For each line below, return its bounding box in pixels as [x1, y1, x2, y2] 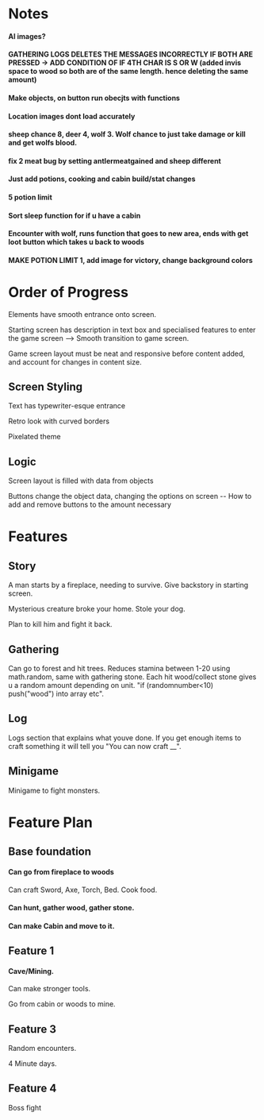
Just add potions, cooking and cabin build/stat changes [8, 174, 196, 183]
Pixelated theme [8, 432, 61, 442]
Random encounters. [8, 1044, 77, 1053]
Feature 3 [8, 1022, 57, 1036]
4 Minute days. [8, 1059, 57, 1068]
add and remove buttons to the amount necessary [8, 500, 172, 509]
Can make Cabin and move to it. [8, 921, 115, 930]
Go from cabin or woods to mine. [8, 999, 117, 1009]
